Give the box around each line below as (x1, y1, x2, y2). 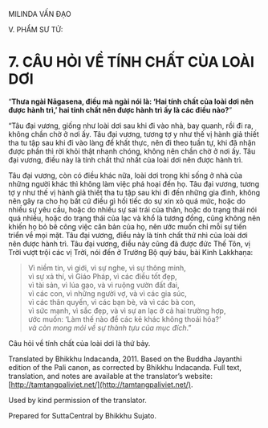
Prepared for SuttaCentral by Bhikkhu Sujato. (8, 410, 157, 420)
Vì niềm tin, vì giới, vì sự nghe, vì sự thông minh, (27, 263, 186, 273)
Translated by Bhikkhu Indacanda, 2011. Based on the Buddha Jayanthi (8, 354, 242, 364)
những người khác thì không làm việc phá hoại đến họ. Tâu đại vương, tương (8, 179, 259, 188)
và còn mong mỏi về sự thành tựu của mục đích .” (27, 323, 192, 332)
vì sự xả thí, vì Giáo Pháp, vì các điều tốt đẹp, (27, 271, 178, 281)
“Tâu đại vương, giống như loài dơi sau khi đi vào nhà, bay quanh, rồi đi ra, (8, 121, 254, 130)
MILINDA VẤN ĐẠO (8, 10, 71, 19)
